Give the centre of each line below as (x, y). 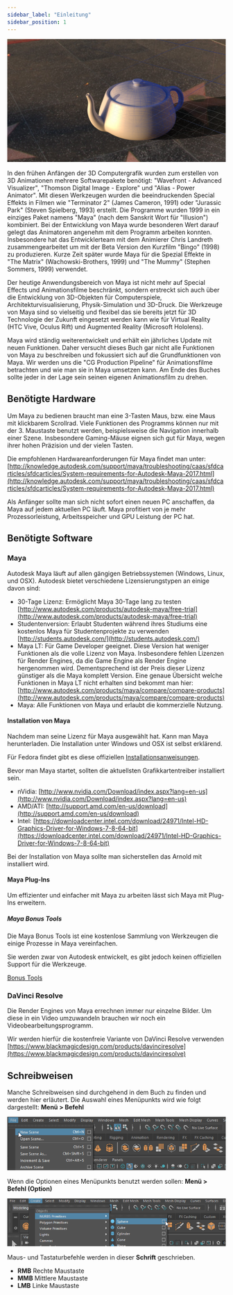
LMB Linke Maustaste (48, 1286)
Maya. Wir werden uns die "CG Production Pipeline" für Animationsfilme (110, 362)
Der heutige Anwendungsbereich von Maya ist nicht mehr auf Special (106, 282)
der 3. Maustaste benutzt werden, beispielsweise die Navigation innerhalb (113, 430)
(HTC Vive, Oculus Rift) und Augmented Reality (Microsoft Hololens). (105, 327)
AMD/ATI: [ (33, 806)
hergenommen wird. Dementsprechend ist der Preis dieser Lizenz (111, 668)
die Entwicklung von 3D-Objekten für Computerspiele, (85, 297)
